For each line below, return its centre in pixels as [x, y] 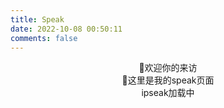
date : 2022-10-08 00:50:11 [66, 29]
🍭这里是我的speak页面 [168, 80]
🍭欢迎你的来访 [168, 68]
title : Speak [37, 19]
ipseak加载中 [168, 93]
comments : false [44, 38]
